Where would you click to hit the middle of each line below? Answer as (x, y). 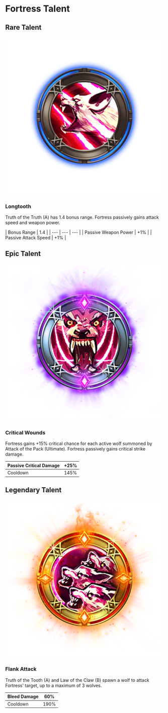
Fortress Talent (38, 9)
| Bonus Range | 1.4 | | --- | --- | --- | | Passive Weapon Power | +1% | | (78, 232)
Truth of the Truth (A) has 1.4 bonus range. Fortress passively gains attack (82, 217)
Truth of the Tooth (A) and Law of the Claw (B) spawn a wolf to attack (77, 680)
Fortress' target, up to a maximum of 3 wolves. (54, 685)
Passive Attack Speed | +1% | (36, 238)
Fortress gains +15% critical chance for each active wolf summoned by (79, 443)
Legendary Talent (33, 490)
